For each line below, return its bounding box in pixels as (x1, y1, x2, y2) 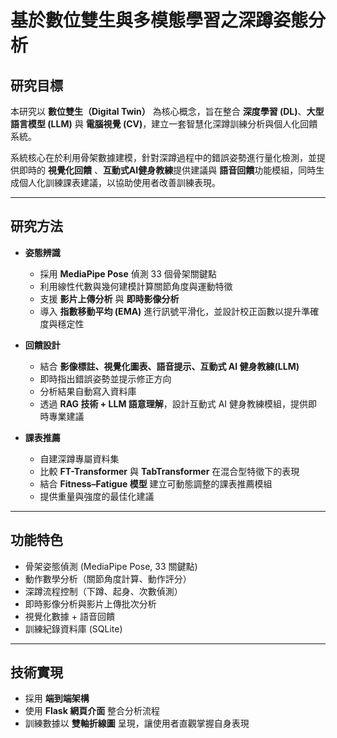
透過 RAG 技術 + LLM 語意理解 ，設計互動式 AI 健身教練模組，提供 (39, 397, 309, 410)
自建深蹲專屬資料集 (39, 452, 120, 465)
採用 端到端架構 (24, 692, 90, 705)
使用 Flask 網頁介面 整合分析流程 (24, 705, 161, 717)
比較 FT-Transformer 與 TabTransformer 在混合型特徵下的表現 (39, 465, 300, 477)
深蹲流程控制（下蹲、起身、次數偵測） (24, 585, 183, 597)
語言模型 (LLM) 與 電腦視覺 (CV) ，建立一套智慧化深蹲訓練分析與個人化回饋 (10, 118, 318, 130)
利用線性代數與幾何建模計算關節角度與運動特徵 (39, 280, 233, 292)
